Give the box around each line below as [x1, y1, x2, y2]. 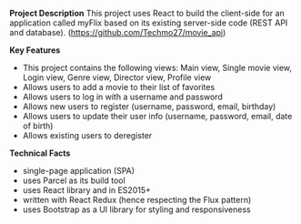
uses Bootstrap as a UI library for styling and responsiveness [22, 204, 252, 215]
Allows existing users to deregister [22, 130, 153, 140]
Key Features [9, 45, 61, 56]
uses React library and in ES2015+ [22, 185, 152, 195]
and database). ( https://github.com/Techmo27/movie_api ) [9, 27, 226, 37]
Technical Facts [9, 148, 71, 158]
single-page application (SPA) [22, 166, 135, 176]
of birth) [22, 120, 54, 131]
